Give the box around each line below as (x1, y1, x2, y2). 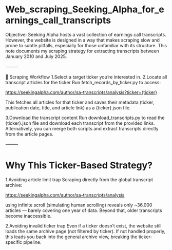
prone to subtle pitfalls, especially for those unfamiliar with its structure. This (5, 42, 167, 48)
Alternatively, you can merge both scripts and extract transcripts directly (5, 125, 159, 131)
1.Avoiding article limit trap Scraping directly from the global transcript (5, 176, 153, 183)
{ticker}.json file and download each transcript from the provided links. (5, 120, 155, 126)
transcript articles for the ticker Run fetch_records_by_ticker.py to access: (5, 79, 161, 85)
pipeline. (23, 239, 42, 245)
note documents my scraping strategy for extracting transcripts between (5, 48, 159, 54)
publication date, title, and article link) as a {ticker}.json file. (5, 104, 131, 111)
